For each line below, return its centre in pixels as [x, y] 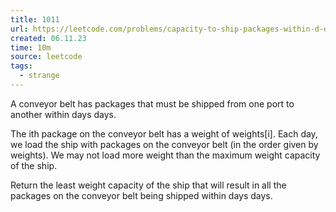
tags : [21, 66]
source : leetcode [46, 57]
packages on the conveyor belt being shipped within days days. [141, 195]
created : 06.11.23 [48, 38]
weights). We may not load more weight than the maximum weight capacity [165, 155]
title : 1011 [35, 19]
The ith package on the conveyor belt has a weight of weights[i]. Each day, [164, 133]
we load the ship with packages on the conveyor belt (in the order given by [164, 144]
